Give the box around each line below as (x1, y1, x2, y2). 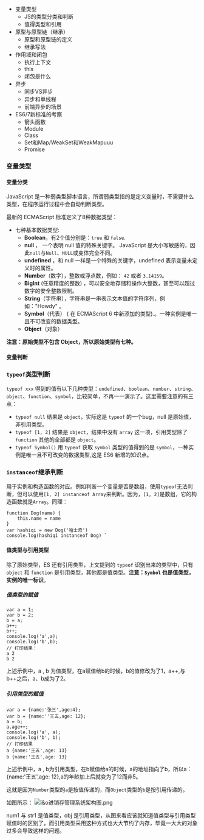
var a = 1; (6, 607, 34, 613)
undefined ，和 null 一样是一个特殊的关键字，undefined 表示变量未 (24, 257, 192, 264)
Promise (24, 145, 46, 153)
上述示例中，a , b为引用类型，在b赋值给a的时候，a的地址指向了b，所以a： (6, 766, 192, 773)
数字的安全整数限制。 (24, 287, 78, 295)
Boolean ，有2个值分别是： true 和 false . (24, 234, 126, 242)
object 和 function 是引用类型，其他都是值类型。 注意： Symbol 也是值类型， (6, 569, 194, 576)
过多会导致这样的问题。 (6, 827, 65, 835)
